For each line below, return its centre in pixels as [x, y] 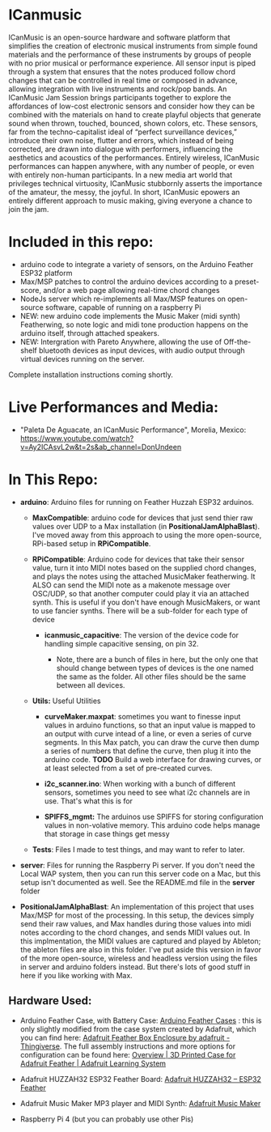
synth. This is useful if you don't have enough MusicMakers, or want [146, 602]
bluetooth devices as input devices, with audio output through [142, 350]
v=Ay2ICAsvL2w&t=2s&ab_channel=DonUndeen [101, 447]
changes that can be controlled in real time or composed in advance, [123, 80]
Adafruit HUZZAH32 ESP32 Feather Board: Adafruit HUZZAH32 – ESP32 [140, 1079]
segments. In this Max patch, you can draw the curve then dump [152, 742]
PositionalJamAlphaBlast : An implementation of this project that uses [137, 906]
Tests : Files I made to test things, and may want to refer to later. [138, 849]
